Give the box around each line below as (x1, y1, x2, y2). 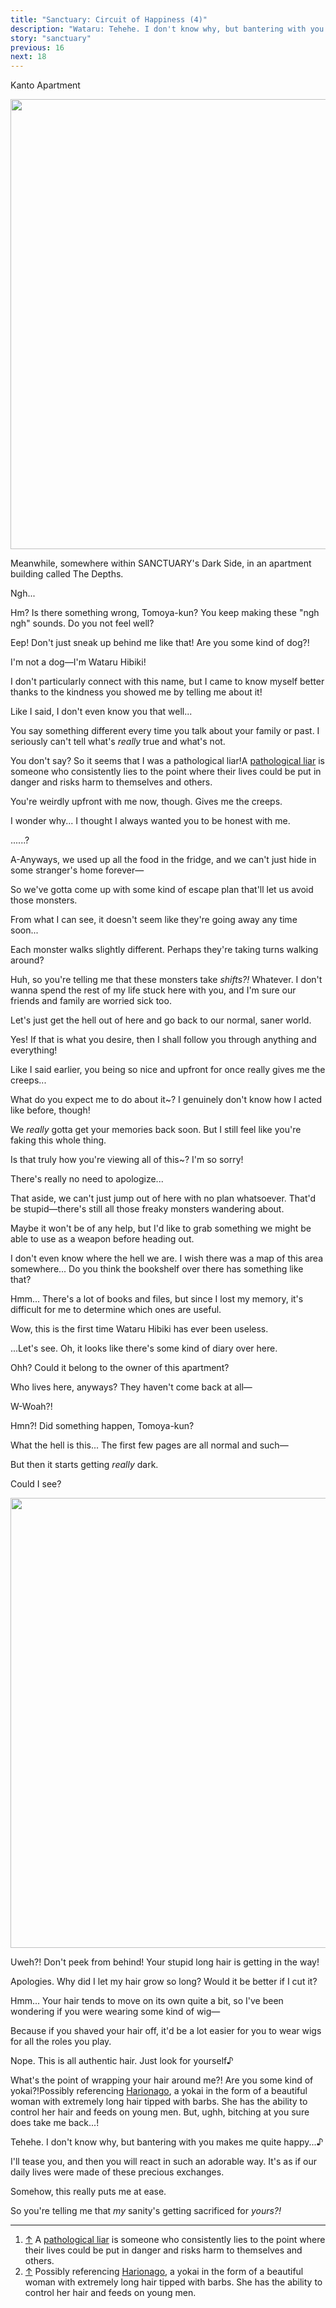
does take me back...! (10, 2117, 100, 2129)
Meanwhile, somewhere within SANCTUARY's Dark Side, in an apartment (10, 557, 312, 570)
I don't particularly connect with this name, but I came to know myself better (10, 676, 325, 688)
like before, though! (10, 1104, 91, 1116)
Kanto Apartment (10, 79, 81, 91)
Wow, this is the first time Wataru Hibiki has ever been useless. (10, 1323, 269, 1335)
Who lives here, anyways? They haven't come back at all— (10, 1381, 253, 1393)
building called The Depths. (10, 568, 124, 580)
